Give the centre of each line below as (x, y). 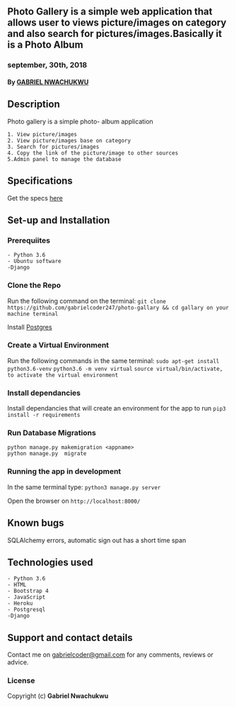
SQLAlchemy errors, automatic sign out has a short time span (97, 540)
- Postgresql (26, 610)
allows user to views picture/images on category (117, 23)
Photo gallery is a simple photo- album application (80, 121)
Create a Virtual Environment (58, 345)
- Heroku (20, 603)
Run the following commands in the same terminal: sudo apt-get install (113, 360)
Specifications (40, 181)
